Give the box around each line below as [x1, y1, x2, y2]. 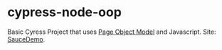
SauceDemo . [7, 35, 46, 43]
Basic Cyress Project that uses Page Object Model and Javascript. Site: [7, 27, 216, 36]
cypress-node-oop [7, 4, 122, 20]
